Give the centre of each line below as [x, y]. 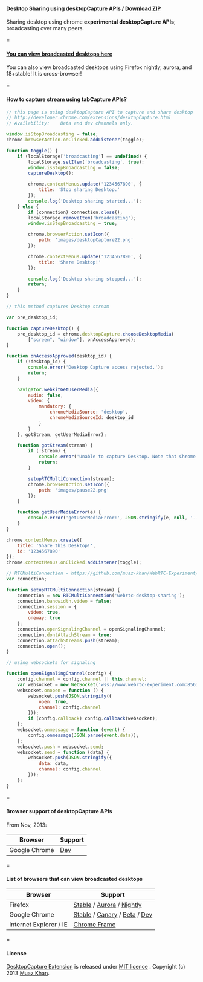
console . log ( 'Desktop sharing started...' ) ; [85, 201]
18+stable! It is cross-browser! [44, 74]
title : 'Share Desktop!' [70, 262]
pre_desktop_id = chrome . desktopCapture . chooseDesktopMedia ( [95, 334]
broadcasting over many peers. [45, 28]
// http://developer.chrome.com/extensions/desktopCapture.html [89, 118]
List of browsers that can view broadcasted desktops [75, 879]
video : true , [44, 613]
